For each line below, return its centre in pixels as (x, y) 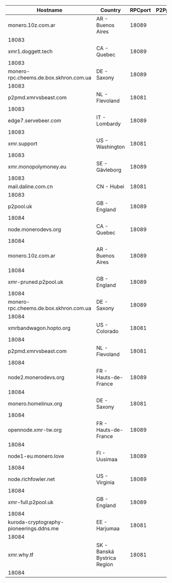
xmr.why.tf (21, 555)
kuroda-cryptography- (36, 522)
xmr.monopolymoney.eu (37, 167)
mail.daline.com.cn (30, 186)
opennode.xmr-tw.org (35, 430)
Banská (105, 551)
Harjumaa (108, 528)
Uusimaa (107, 459)
